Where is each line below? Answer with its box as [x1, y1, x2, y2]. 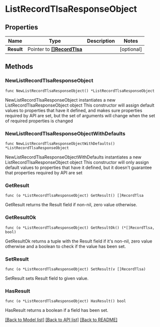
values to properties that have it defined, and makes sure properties [5, 107, 142, 113]
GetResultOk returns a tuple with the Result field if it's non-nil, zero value [5, 238, 153, 244]
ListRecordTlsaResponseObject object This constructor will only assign [5, 159, 149, 165]
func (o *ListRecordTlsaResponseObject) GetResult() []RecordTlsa [5, 193, 144, 198]
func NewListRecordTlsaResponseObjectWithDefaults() [5, 141, 115, 146]
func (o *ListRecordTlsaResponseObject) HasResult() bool [5, 299, 126, 304]
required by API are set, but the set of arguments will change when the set [5, 112, 156, 118]
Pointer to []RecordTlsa [27, 46, 82, 53]
